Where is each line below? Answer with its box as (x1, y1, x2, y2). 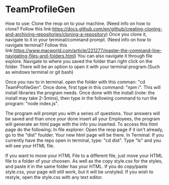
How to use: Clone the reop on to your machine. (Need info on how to (5, 20, 151, 26)
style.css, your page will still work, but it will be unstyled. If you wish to (5, 169, 154, 175)
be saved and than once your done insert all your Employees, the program (5, 115, 160, 121)
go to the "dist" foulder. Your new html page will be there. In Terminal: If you (5, 132, 164, 138)
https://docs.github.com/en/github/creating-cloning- (52, 25, 162, 32)
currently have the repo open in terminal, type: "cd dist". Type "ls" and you (5, 137, 161, 143)
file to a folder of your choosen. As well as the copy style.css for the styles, (5, 158, 163, 164)
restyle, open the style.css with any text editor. (5, 174, 103, 180)
